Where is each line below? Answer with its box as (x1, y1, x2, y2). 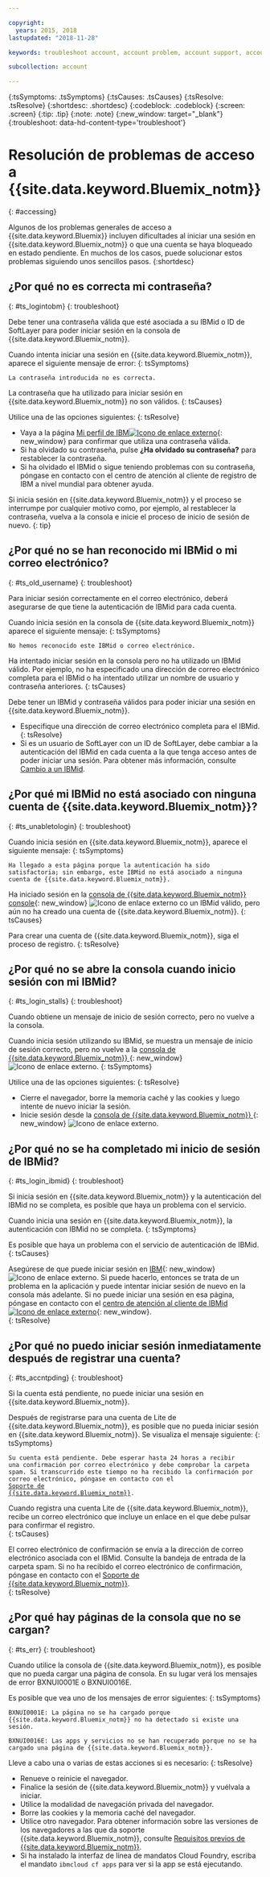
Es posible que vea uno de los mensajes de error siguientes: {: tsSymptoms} (8, 1693, 261, 1702)
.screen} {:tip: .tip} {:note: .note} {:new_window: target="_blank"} (8, 110, 223, 119)
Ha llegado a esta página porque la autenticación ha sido (8, 861, 211, 869)
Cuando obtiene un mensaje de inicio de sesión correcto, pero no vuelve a (8, 1012, 255, 1021)
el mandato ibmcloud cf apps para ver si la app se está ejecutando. (19, 1858, 243, 1869)
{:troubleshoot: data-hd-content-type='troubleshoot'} (8, 118, 186, 127)
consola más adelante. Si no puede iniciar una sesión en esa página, (8, 1290, 235, 1299)
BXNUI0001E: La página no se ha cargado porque (8, 1709, 171, 1717)
